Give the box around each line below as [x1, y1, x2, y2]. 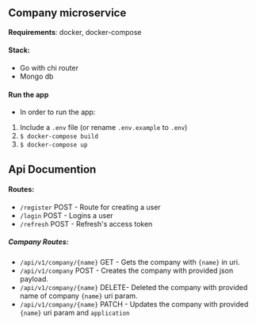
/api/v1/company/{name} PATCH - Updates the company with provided [19, 299, 249, 308]
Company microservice [8, 6, 127, 20]
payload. [19, 273, 49, 284]
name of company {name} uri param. [19, 291, 138, 300]
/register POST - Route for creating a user [19, 202, 161, 212]
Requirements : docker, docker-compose [8, 27, 142, 36]
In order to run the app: [19, 107, 96, 117]
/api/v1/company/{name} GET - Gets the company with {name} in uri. [19, 257, 240, 266]
